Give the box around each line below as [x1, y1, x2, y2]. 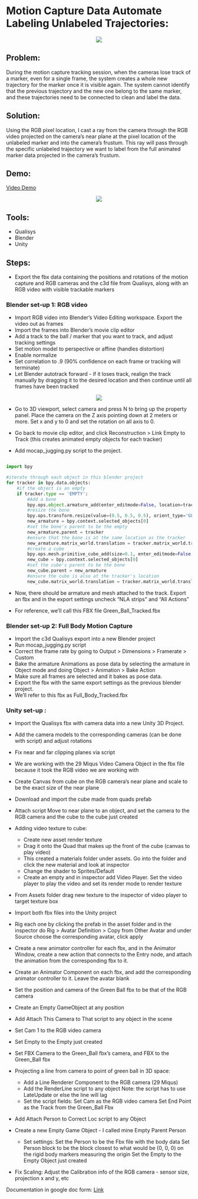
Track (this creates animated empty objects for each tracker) [14, 435, 163, 443]
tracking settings [14, 339, 56, 346]
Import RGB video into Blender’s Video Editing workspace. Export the [14, 314, 183, 321]
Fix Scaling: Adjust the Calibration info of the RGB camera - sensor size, [14, 1168, 190, 1175]
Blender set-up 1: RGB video [6, 300, 88, 309]
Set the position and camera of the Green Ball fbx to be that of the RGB [14, 987, 187, 994]
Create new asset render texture [23, 836, 103, 843]
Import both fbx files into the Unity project [14, 909, 117, 916]
